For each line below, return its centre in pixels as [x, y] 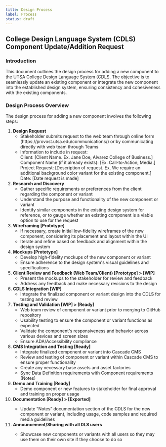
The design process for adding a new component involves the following [79, 116]
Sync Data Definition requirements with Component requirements [87, 373]
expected [30, 326]
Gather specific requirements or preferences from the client [81, 189]
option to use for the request [49, 220]
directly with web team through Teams [59, 147]
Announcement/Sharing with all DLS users [57, 425]
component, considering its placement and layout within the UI [84, 236]
